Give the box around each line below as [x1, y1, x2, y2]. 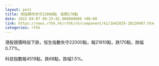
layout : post [5, 7, 32, 12]
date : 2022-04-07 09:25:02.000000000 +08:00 [5, 16, 97, 21]
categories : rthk [5, 25, 41, 30]
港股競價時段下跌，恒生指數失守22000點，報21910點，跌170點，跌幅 [5, 40, 144, 45]
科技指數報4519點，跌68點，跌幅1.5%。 [5, 56, 86, 62]
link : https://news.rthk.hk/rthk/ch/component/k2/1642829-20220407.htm [5, 21, 154, 26]
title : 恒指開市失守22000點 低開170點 [5, 12, 78, 17]
